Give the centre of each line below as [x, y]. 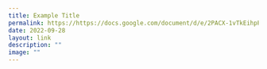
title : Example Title [44, 15]
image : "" [25, 52]
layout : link [30, 38]
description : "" [35, 45]
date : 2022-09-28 [37, 30]
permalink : [26, 23]
